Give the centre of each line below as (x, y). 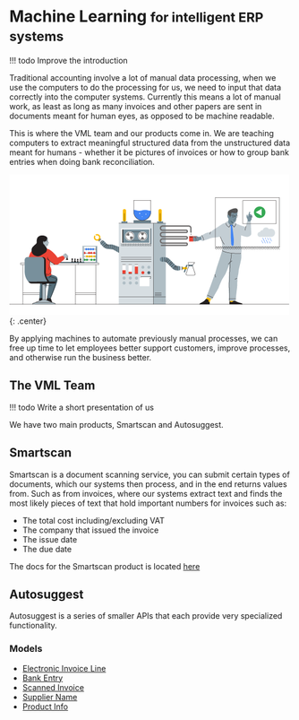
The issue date (50, 539)
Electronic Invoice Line (64, 668)
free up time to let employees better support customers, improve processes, (150, 348)
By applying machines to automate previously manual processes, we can (144, 338)
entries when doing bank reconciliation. (82, 161)
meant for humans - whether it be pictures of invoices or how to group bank (149, 152)
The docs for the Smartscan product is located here (105, 566)
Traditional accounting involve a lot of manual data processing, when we (143, 77)
